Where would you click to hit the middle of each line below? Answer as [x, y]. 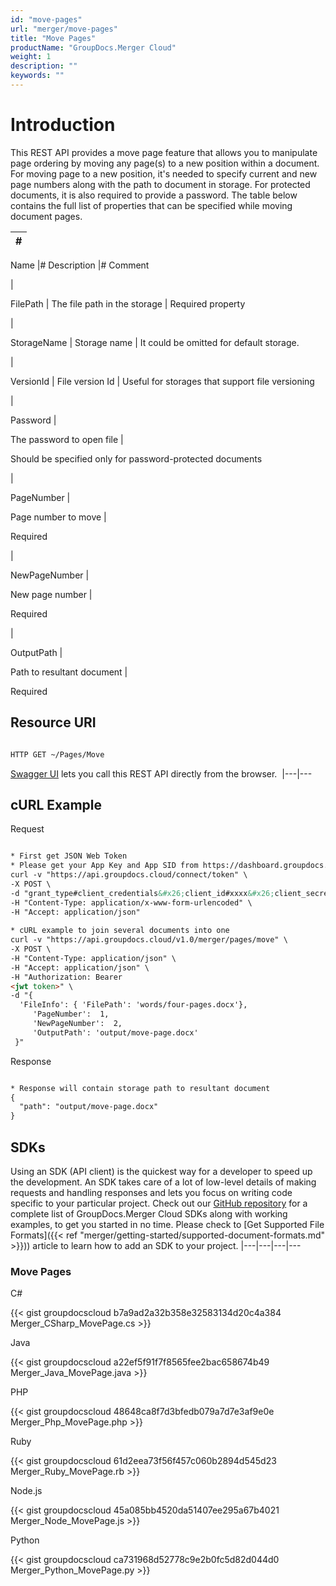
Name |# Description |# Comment [80, 265]
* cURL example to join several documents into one [120, 931]
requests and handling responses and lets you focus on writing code [151, 1192]
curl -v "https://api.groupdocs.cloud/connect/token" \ [129, 875]
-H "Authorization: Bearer [66, 977]
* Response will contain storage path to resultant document [140, 1088]
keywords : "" [37, 76]
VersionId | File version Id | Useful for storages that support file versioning [162, 381]
